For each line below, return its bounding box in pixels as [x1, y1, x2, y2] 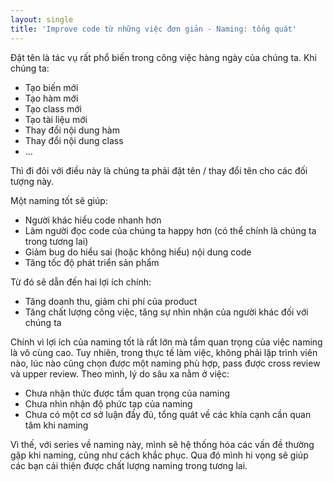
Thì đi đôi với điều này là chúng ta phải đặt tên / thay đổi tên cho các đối [10, 164, 308, 176]
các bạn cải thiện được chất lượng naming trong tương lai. [10, 459, 248, 471]
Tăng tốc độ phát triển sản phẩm [24, 256, 160, 268]
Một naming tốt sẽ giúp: [10, 194, 108, 206]
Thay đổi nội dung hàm [24, 124, 120, 136]
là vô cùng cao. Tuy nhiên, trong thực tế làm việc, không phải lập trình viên [10, 346, 318, 358]
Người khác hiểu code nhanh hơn [24, 214, 162, 226]
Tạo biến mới [24, 81, 79, 93]
